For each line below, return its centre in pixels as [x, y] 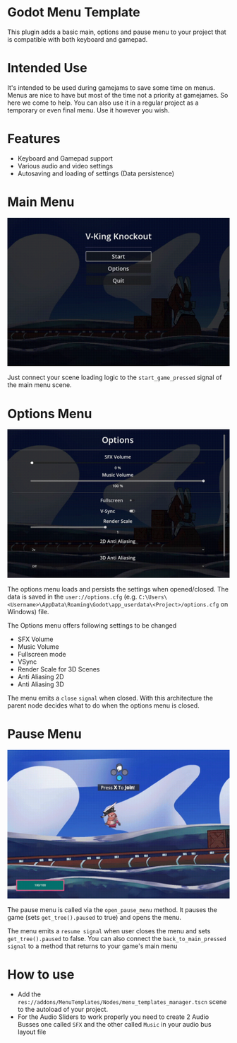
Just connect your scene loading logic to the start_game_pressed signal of [115, 378]
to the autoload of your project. [62, 1009]
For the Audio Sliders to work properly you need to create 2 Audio [113, 1017]
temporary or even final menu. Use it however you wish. [89, 110]
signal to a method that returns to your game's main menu [92, 946]
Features [34, 139]
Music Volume [38, 647]
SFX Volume [35, 639]
